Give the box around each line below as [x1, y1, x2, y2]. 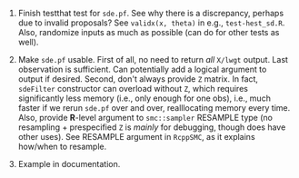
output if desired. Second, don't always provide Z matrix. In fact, [17, 74, 259, 84]
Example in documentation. [17, 159, 121, 169]
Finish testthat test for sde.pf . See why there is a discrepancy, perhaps [17, 8, 284, 18]
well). [17, 36, 39, 47]
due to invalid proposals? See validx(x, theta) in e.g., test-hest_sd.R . [17, 17, 285, 28]
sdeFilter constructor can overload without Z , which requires [17, 84, 248, 94]
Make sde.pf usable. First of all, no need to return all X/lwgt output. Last [17, 54, 289, 64]
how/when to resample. [17, 141, 107, 152]
